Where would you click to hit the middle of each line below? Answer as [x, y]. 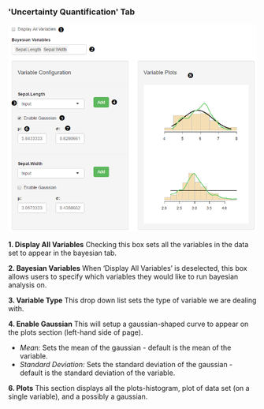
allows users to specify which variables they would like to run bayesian [123, 276]
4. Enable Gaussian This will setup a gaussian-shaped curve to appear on [128, 324]
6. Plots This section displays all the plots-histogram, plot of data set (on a [129, 388]
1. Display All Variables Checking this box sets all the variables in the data [128, 244]
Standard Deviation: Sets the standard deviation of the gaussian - [126, 364]
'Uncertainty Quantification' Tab [72, 12]
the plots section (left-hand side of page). [76, 332]
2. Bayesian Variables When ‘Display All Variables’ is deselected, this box [128, 268]
